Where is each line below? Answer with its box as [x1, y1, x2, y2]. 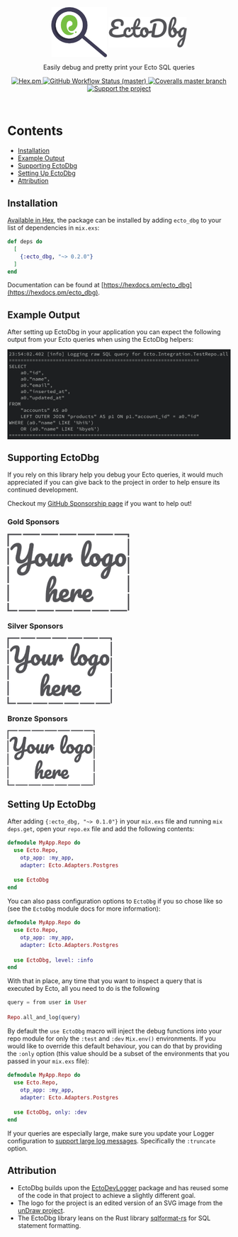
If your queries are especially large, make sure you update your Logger [7, 1129, 215, 1138]
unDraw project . [17, 1206, 65, 1214]
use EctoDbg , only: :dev [13, 1109, 87, 1116]
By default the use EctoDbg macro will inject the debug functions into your [7, 1026, 222, 1035]
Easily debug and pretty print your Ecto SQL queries [43, 63, 195, 72]
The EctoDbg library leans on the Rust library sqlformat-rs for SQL [17, 1214, 211, 1222]
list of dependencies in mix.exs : [7, 223, 100, 232]
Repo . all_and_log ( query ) [7, 1014, 81, 1021]
